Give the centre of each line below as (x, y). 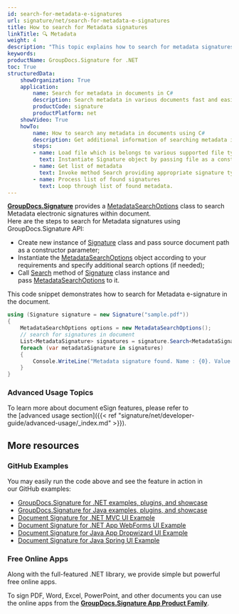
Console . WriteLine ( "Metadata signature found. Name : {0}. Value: (133, 361)
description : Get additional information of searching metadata (130, 139)
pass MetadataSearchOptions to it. (68, 280)
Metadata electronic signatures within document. (79, 213)
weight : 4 (22, 41)
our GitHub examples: (39, 489)
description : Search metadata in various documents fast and (126, 100)
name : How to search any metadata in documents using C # (119, 133)
